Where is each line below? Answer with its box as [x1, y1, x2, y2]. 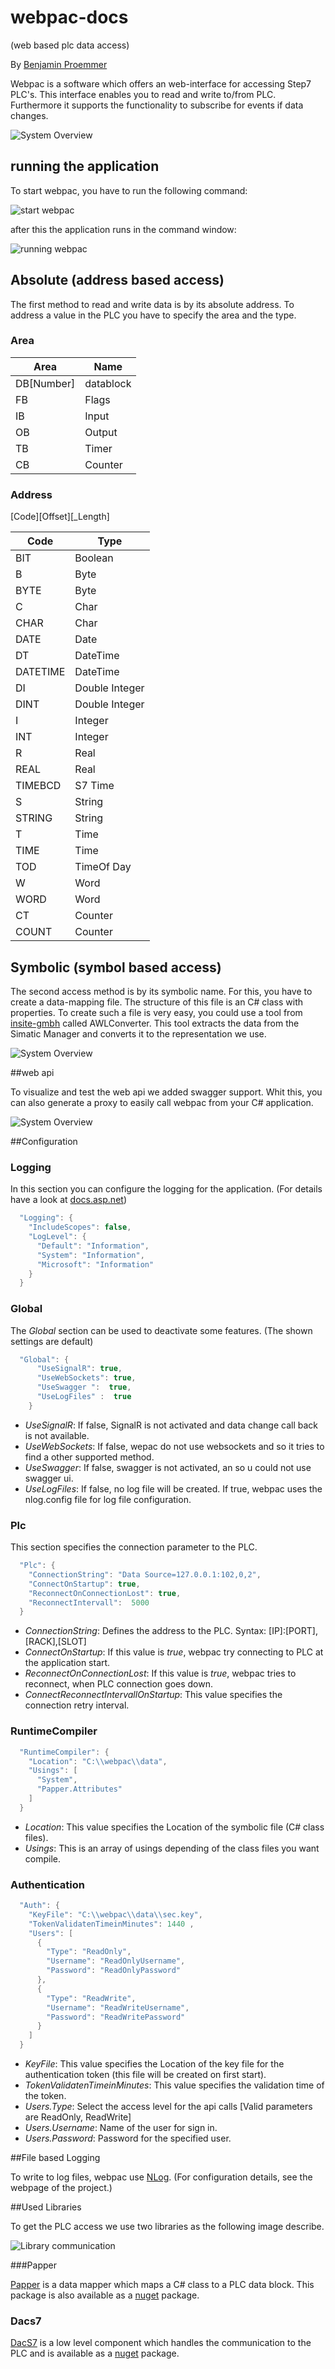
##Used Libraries [10, 2201, 82, 2213]
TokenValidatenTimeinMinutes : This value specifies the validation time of [24, 2079, 325, 2091]
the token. [24, 2090, 67, 2102]
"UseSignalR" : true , [36, 1364, 123, 1374]
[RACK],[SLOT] [24, 1636, 87, 1648]
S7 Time [74, 779, 115, 793]
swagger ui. [24, 1472, 74, 1484]
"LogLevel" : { [28, 1232, 87, 1242]
